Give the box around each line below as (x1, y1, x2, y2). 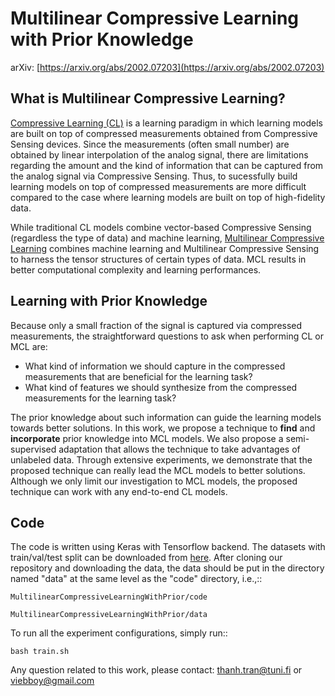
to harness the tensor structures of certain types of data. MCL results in (10, 253, 307, 265)
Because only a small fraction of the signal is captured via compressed (10, 319, 303, 331)
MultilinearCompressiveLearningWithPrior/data (10, 610, 208, 620)
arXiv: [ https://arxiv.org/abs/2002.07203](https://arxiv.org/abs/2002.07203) (10, 61, 325, 73)
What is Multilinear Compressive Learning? (10, 90, 286, 107)
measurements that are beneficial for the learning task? (24, 370, 253, 382)
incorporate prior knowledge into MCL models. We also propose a (10, 432, 284, 444)
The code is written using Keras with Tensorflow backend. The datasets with (10, 541, 326, 553)
